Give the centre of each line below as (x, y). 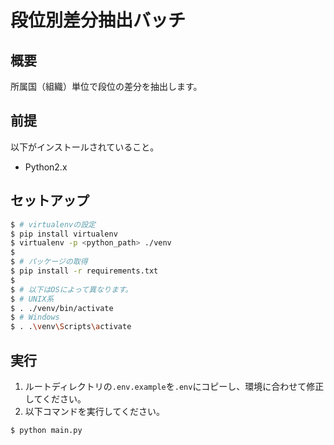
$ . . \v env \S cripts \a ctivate (71, 327)
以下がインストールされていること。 (85, 147)
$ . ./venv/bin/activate (62, 308)
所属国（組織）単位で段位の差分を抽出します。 (106, 86)
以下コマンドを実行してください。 (94, 411)
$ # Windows (35, 317)
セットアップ (50, 201)
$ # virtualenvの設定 (53, 224)
